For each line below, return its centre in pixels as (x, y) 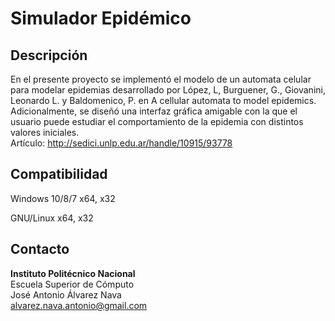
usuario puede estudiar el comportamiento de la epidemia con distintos (157, 121)
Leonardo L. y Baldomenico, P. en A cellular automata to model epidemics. (163, 100)
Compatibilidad (59, 174)
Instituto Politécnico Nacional (73, 273)
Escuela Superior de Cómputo (72, 284)
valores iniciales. (45, 132)
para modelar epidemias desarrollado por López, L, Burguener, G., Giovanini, (168, 90)
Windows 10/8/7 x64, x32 (63, 198)
